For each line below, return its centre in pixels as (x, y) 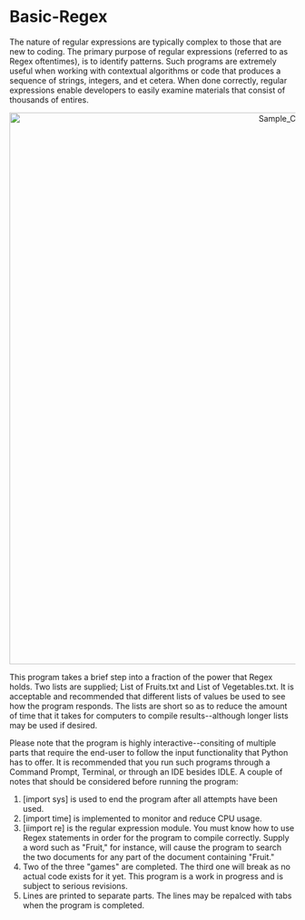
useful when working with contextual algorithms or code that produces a (145, 71)
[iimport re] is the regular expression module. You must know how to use (158, 827)
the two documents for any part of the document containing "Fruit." (148, 856)
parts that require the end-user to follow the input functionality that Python (149, 752)
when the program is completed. (84, 905)
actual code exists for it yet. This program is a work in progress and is (153, 876)
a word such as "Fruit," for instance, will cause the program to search (152, 847)
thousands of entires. (49, 99)
